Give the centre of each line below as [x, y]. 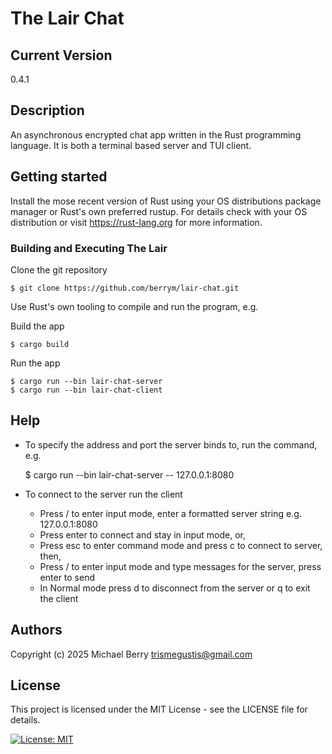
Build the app [37, 326]
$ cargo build [40, 344]
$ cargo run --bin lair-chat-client [86, 390]
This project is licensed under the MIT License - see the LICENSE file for [159, 709]
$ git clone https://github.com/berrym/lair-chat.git [125, 288]
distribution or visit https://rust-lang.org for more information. [136, 222]
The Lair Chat [67, 18]
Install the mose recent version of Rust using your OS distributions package [166, 201]
